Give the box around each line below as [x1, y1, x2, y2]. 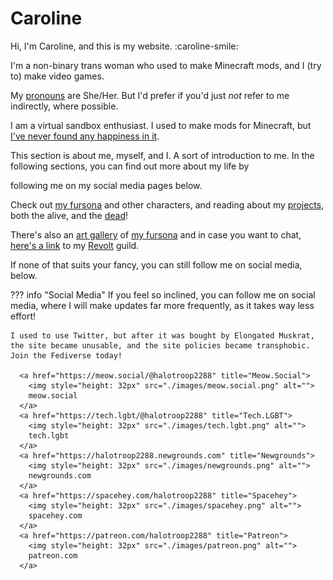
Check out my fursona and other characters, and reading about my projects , [10, 198, 325, 211]
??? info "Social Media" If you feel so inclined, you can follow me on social [10, 288, 316, 301]
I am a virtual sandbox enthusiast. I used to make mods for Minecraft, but [10, 119, 312, 131]
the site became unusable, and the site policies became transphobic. [10, 340, 311, 351]
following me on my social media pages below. [10, 179, 203, 191]
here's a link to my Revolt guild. [10, 239, 140, 251]
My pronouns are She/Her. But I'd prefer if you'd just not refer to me [10, 89, 290, 101]
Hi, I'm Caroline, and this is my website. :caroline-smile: [10, 40, 239, 52]
